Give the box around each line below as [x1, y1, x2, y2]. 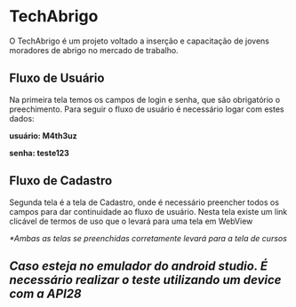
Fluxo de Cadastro [9, 173, 113, 188]
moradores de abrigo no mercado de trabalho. [9, 44, 180, 55]
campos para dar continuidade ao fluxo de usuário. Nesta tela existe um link [9, 206, 288, 216]
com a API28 [9, 286, 82, 301]
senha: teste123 [9, 147, 69, 158]
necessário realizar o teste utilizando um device [9, 272, 282, 287]
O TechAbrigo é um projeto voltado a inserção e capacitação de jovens [9, 35, 269, 46]
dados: [9, 113, 35, 123]
